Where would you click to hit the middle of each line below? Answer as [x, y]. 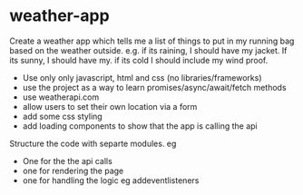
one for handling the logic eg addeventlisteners [111, 180]
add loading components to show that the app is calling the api [140, 126]
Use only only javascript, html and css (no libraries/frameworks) [142, 77]
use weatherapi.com [61, 97]
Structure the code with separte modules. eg [93, 143]
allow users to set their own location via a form [110, 106]
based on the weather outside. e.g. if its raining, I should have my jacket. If [148, 50]
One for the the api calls [68, 161]
